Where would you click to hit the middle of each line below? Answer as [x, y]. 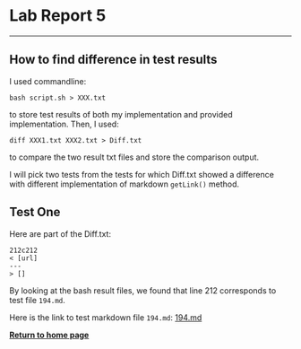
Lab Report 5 [58, 16]
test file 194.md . [37, 300]
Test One [35, 212]
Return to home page [49, 335]
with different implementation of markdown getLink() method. [125, 184]
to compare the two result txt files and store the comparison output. [134, 157]
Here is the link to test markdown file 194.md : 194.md [106, 317]
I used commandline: [48, 81]
